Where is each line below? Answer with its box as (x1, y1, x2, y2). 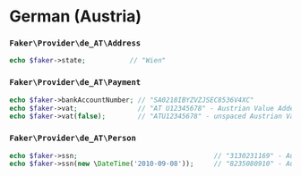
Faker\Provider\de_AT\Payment (9, 78, 142, 88)
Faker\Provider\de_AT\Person (9, 133, 137, 144)
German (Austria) (9, 6, 142, 27)
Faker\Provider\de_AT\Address (9, 38, 142, 48)
